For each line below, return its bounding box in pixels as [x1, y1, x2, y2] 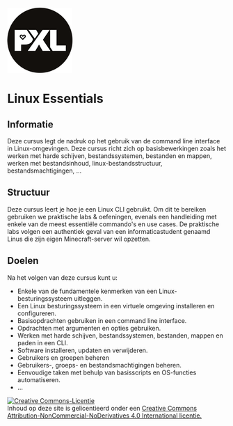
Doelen [7, 255, 39, 267]
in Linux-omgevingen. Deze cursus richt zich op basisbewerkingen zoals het [7, 144, 226, 152]
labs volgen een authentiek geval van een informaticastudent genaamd [7, 227, 211, 235]
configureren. [17, 309, 57, 317]
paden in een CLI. [17, 338, 68, 347]
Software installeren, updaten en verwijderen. [17, 346, 148, 354]
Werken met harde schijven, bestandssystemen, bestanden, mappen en [17, 331, 224, 340]
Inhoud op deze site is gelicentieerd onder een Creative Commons [7, 404, 197, 412]
